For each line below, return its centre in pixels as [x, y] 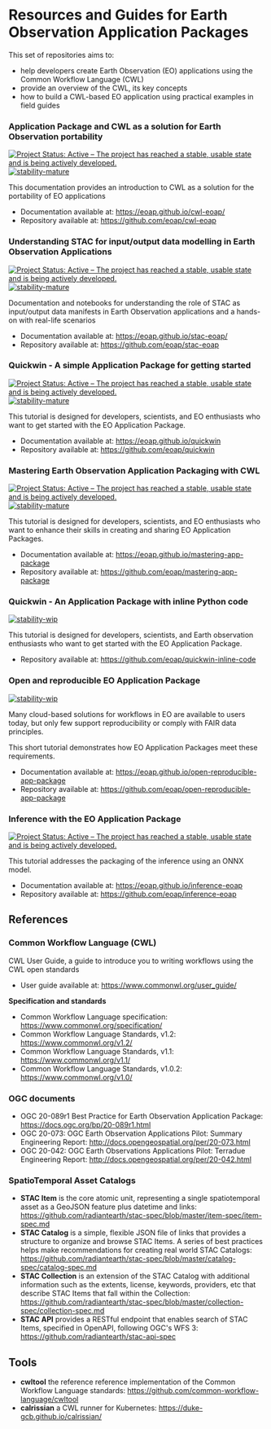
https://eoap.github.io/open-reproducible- [186, 772]
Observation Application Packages [129, 32]
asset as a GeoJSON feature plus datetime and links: [108, 1207]
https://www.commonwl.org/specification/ [91, 1025]
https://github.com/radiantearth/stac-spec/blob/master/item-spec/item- [141, 1216]
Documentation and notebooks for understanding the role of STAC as [125, 302]
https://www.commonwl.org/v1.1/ [75, 1060]
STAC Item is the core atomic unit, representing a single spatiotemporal [140, 1198]
